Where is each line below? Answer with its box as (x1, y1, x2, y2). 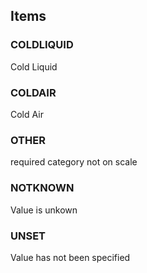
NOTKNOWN (10, 181, 75, 195)
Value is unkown (10, 204, 78, 216)
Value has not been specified (10, 251, 131, 263)
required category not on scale (10, 156, 138, 168)
